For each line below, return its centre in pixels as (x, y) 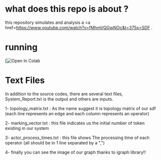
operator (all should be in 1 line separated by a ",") (55, 142)
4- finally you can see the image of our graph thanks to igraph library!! (75, 152)
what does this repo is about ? (67, 9)
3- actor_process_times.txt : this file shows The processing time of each (77, 138)
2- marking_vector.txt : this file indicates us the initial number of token (75, 123)
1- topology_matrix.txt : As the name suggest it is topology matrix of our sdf (80, 108)
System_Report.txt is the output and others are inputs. (59, 99)
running (21, 47)
